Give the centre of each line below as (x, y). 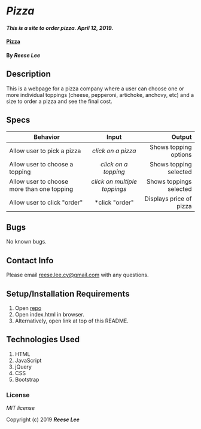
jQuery (23, 367)
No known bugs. (26, 242)
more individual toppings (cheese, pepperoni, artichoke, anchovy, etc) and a (100, 95)
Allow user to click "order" (46, 202)
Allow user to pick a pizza (45, 151)
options (181, 154)
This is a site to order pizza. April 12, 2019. (60, 28)
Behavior (47, 137)
